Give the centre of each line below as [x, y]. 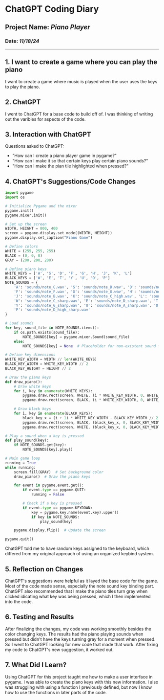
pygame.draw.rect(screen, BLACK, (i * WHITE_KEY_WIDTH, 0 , [84, 400]
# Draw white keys [32, 386]
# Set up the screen [26, 224]
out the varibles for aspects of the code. [45, 119]
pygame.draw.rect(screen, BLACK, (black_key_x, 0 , [75, 422]
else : [20, 341]
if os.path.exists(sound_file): [47, 332]
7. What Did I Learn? [36, 665]
